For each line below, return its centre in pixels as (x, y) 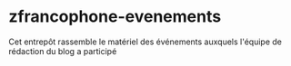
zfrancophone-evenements (115, 17)
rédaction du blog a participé (63, 51)
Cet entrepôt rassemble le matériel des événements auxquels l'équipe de (145, 42)
